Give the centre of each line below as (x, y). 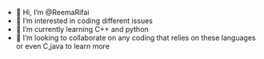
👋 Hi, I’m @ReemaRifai (52, 12)
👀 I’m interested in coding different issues (84, 21)
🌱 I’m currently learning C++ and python (82, 29)
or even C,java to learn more (63, 46)
